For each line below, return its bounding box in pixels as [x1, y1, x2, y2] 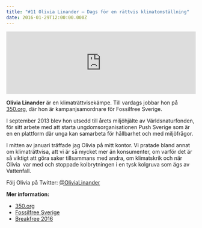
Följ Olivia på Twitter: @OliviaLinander [6, 179, 100, 186]
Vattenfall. [6, 167, 31, 174]
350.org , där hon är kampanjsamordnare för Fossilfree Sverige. [6, 105, 162, 112]
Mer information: [6, 191, 50, 198]
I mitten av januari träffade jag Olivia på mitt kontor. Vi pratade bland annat [6, 141, 191, 148]
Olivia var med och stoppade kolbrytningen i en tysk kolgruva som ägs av [6, 160, 190, 168]
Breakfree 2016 [14, 215, 54, 222]
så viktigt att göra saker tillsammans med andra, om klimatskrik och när [6, 154, 183, 162]
